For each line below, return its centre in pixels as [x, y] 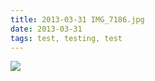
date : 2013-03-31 [46, 29]
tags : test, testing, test [66, 38]
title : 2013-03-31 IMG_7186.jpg [77, 19]
